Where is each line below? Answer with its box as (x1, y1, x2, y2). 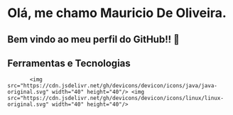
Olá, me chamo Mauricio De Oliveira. (7, 5, 227, 21)
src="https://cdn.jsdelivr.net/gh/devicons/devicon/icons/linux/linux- (7, 94, 224, 102)
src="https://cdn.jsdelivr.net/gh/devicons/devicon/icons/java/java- (7, 82, 218, 89)
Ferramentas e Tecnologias (7, 57, 131, 69)
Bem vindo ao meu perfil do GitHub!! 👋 (7, 33, 180, 45)
